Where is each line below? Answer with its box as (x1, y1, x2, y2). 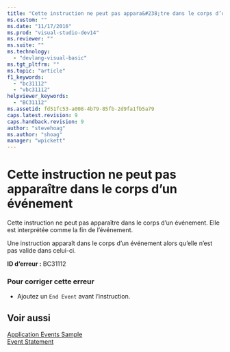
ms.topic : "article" (7, 67, 66, 74)
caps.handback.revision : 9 (7, 118, 84, 125)
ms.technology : (7, 49, 51, 55)
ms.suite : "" (7, 42, 44, 49)
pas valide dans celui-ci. (7, 247, 77, 255)
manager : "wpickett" (7, 138, 66, 144)
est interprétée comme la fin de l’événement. (7, 226, 133, 234)
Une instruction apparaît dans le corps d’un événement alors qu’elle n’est (7, 239, 213, 247)
